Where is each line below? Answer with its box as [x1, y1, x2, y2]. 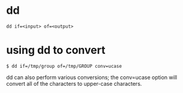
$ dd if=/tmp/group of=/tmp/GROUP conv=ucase [6, 63, 122, 69]
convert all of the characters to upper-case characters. [6, 80, 142, 87]
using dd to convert [6, 43, 106, 57]
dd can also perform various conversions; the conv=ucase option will [6, 73, 178, 81]
